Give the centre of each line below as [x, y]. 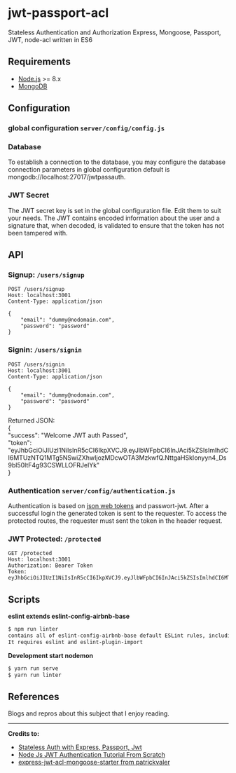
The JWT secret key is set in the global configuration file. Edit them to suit [114, 210]
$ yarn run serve [33, 668]
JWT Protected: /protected [55, 539]
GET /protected [30, 554]
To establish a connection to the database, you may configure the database [117, 162]
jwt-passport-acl [58, 13]
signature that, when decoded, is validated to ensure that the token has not [116, 225]
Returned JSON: [32, 420]
